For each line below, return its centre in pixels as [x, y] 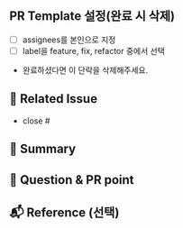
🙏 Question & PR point [72, 180]
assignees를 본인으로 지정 [69, 40]
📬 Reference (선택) [64, 212]
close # [36, 121]
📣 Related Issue [53, 99]
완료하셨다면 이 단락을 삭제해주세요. [85, 69]
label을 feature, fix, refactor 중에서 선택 [93, 50]
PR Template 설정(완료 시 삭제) [92, 16]
